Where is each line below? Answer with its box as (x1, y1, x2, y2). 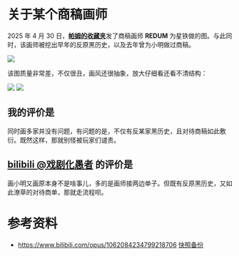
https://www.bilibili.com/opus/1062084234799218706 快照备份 (17, 240, 204, 249)
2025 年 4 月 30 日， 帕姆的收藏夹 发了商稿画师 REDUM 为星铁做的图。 (7, 31, 214, 40)
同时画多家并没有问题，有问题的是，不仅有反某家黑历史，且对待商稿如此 (7, 126, 220, 135)
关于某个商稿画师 (7, 6, 108, 23)
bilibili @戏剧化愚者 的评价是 (7, 158, 133, 171)
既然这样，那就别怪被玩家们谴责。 (19, 135, 120, 144)
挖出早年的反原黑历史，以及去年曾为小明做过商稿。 (44, 40, 195, 48)
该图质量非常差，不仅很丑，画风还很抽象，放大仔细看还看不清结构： (7, 68, 208, 77)
